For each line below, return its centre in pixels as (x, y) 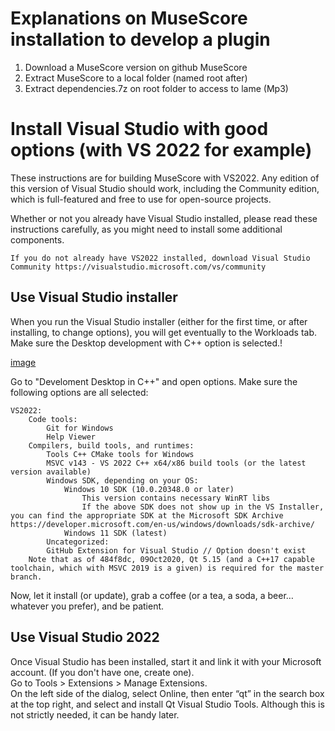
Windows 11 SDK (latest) (115, 533)
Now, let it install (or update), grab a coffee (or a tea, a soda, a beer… (152, 595)
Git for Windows (80, 428)
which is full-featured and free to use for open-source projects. (141, 199)
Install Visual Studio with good (139, 129)
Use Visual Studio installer (94, 297)
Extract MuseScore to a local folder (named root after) (136, 78)
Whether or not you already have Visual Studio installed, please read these (164, 218)
